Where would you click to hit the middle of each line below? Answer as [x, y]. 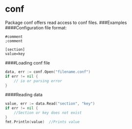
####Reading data [24, 95]
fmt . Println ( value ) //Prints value [42, 122]
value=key [15, 54]
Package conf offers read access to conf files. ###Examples [66, 22]
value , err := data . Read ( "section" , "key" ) [50, 104]
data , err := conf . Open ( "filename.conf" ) [48, 72]
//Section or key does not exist [48, 113]
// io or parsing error [38, 81]
